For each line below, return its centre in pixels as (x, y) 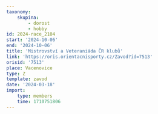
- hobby (38, 29)
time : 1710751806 (39, 101)
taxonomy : (19, 12)
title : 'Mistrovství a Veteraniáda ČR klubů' (64, 51)
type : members (35, 96)
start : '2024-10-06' (32, 40)
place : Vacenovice (29, 68)
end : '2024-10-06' (29, 46)
